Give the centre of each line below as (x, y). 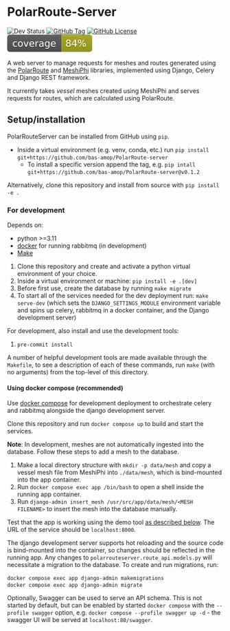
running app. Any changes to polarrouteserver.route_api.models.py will (110, 557)
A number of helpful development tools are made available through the (107, 358)
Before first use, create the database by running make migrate (104, 288)
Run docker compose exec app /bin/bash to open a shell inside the (111, 487)
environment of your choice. (57, 274)
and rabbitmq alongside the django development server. (87, 411)
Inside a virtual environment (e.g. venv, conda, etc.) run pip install (113, 149)
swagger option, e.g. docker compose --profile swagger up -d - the (126, 612)
